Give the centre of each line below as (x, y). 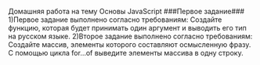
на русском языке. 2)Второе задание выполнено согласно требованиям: (130, 36)
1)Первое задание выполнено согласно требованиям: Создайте (115, 20)
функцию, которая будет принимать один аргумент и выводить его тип (127, 28)
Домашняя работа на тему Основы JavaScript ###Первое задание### (126, 11)
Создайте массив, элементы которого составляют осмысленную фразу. (130, 45)
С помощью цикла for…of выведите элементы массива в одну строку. (126, 53)
